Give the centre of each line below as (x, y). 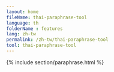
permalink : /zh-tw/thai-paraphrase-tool (58, 40)
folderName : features (34, 28)
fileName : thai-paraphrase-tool (46, 17)
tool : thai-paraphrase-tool (41, 46)
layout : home (22, 12)
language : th (22, 23)
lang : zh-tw (21, 34)
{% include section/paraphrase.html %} (55, 62)
